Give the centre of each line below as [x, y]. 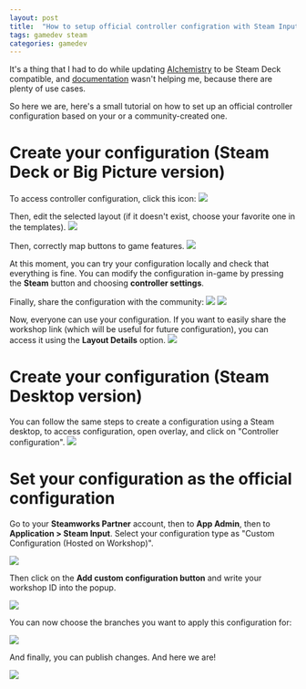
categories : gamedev [49, 43]
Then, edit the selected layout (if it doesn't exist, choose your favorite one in [153, 216]
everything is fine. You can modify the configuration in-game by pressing [147, 274]
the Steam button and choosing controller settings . [107, 283]
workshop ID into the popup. [63, 588]
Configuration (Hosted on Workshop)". [82, 543]
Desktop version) [76, 397]
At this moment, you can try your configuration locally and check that [139, 264]
